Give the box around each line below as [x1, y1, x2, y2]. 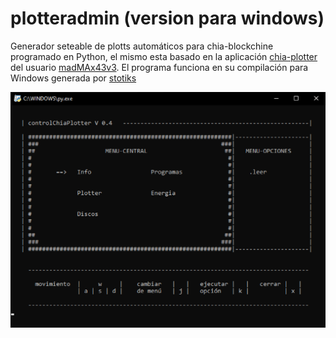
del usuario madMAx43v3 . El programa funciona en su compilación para [10, 61, 309, 73]
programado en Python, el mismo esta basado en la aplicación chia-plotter [10, 50, 318, 62]
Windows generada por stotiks [10, 72, 137, 84]
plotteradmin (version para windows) [10, 7, 325, 30]
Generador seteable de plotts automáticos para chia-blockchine [10, 40, 274, 52]
